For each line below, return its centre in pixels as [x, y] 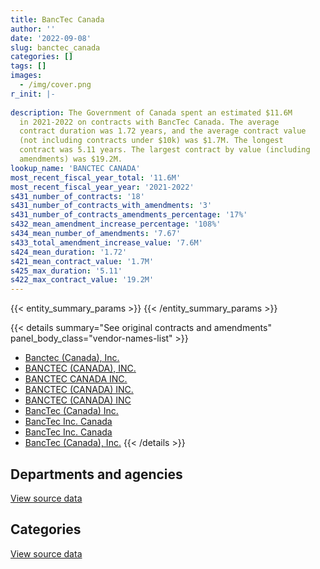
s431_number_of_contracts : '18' [77, 196]
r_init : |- [33, 94]
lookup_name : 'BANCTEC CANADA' [75, 168]
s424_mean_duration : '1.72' [69, 252]
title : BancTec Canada [57, 19]
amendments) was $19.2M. [71, 159]
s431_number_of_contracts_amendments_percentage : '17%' [129, 215]
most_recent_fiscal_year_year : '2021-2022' [102, 187]
